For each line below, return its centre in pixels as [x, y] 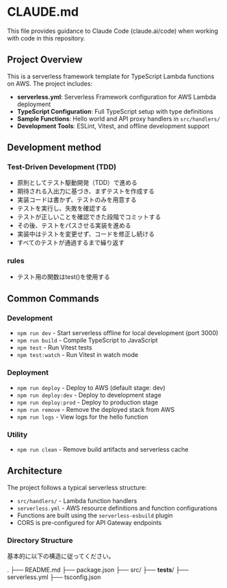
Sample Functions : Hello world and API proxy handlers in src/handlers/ [119, 119]
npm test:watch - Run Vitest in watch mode [78, 355]
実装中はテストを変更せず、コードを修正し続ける [86, 234]
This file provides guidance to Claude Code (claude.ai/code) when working [113, 31]
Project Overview [45, 60]
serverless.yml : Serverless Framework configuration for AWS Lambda [117, 97]
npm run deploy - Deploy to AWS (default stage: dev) [91, 387]
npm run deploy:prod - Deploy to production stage [88, 402]
